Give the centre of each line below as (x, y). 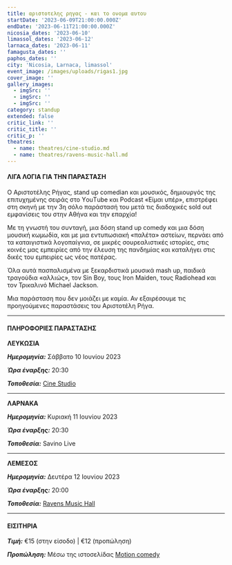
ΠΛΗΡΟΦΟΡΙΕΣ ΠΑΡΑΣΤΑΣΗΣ (52, 328)
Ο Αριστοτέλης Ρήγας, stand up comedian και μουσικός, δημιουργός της (112, 192)
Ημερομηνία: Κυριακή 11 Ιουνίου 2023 (62, 417)
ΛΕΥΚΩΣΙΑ (23, 343)
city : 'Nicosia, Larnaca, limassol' (60, 65)
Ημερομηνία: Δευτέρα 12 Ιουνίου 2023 (64, 477)
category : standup (33, 110)
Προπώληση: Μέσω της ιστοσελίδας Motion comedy (84, 555)
